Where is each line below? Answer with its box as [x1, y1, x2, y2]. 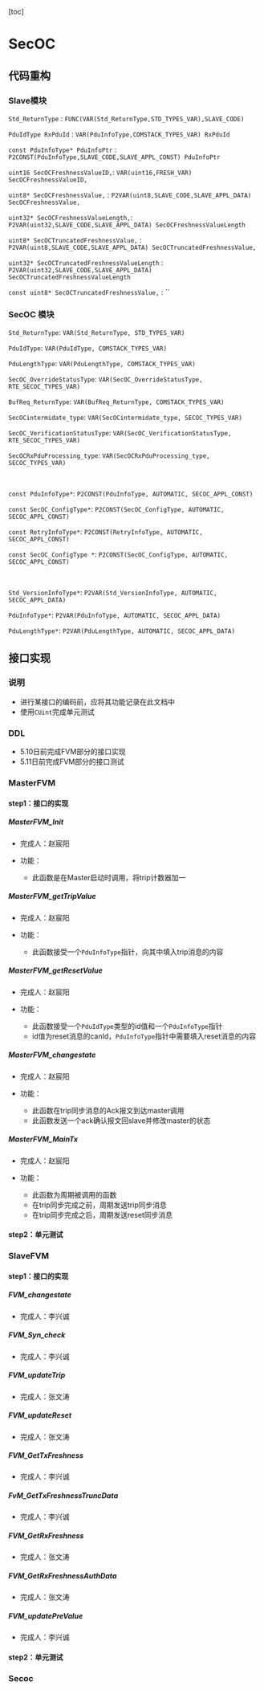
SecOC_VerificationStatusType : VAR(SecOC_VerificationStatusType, [8, 428, 232, 438]
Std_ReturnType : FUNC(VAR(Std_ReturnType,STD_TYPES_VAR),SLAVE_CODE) [8, 113, 245, 123]
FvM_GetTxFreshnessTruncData [8, 1491, 119, 1500]
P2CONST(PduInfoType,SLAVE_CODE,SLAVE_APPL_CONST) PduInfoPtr [8, 153, 221, 161]
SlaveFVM [8, 1251, 50, 1262]
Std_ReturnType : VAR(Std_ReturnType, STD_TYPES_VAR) [8, 328, 185, 337]
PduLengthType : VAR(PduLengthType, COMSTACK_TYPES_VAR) [8, 359, 197, 369]
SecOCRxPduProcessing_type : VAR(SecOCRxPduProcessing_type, [8, 451, 210, 460]
